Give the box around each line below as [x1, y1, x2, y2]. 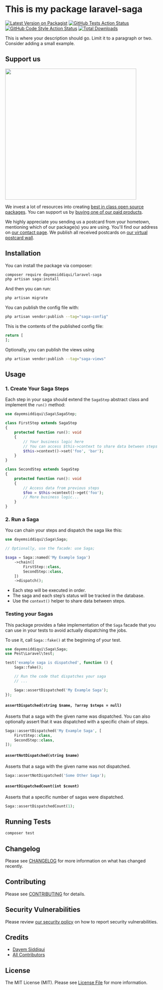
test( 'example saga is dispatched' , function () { [5, 660, 113, 665]
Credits [5, 933, 29, 941]
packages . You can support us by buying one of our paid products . [5, 209, 143, 215]
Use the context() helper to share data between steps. [12, 598, 126, 604]
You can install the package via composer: [5, 262, 92, 268]
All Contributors [12, 952, 45, 958]
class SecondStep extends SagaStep [5, 467, 79, 472]
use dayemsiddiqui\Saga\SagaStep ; [5, 411, 77, 416]
